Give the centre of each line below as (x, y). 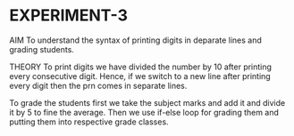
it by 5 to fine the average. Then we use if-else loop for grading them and (144, 112)
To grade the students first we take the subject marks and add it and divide (147, 102)
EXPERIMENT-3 (68, 16)
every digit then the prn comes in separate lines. (98, 85)
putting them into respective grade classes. (89, 122)
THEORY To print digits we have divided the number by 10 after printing (141, 67)
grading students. (42, 49)
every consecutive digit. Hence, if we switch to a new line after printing (140, 76)
